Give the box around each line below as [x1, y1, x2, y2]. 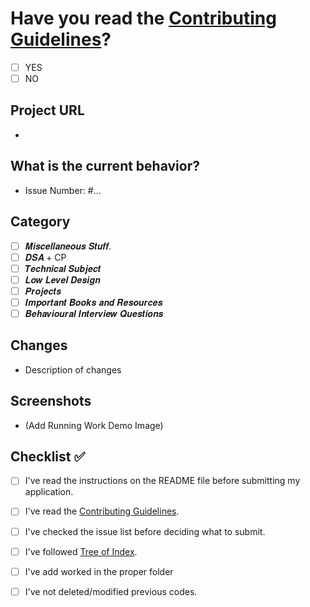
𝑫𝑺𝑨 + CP [24, 251, 67, 263]
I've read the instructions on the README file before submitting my [24, 475, 301, 487]
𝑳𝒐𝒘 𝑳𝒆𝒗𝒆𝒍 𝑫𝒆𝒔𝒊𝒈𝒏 [24, 273, 101, 286]
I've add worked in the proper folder [24, 565, 174, 577]
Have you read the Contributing [10, 7, 277, 30]
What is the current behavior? [10, 158, 200, 175]
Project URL [10, 102, 85, 119]
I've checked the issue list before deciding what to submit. [24, 525, 266, 537]
